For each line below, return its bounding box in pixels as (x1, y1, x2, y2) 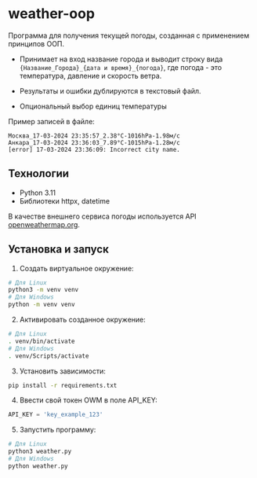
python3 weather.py (8, 447, 72, 456)
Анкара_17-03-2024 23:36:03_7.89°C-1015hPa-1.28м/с (8, 138, 180, 146)
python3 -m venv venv (8, 286, 79, 294)
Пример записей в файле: (8, 116, 96, 126)
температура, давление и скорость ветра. (19, 71, 162, 80)
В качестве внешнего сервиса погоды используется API (8, 211, 197, 221)
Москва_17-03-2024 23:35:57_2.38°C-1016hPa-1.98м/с (8, 131, 180, 140)
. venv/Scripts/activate (8, 351, 89, 360)
